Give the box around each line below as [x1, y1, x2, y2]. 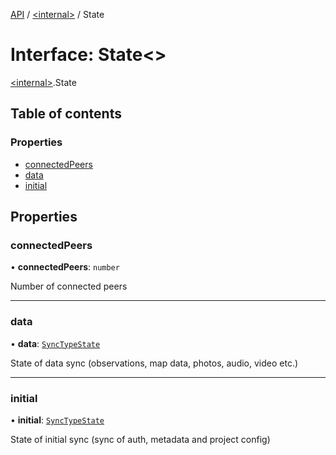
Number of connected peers [10, 280, 128, 293]
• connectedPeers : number [10, 261, 120, 273]
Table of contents [10, 105, 122, 123]
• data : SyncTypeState [10, 337, 101, 349]
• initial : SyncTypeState [10, 414, 105, 426]
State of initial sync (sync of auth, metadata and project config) [10, 433, 271, 445]
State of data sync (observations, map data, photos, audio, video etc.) [10, 357, 299, 369]
